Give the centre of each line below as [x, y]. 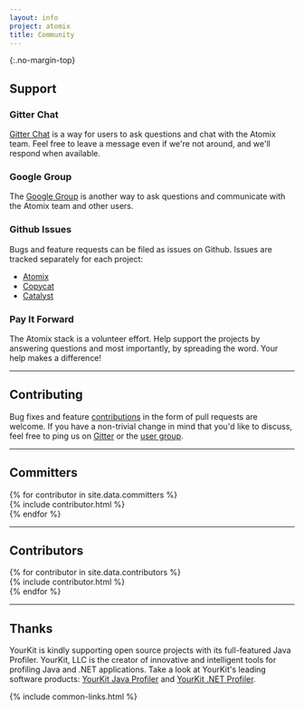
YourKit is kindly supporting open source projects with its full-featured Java [150, 650]
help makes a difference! [56, 357]
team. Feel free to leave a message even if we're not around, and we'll [140, 144]
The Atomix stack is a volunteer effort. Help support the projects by [135, 338]
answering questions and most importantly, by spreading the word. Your [144, 348]
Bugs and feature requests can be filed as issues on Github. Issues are [141, 249]
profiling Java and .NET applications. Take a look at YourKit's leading [138, 669]
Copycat [38, 286]
